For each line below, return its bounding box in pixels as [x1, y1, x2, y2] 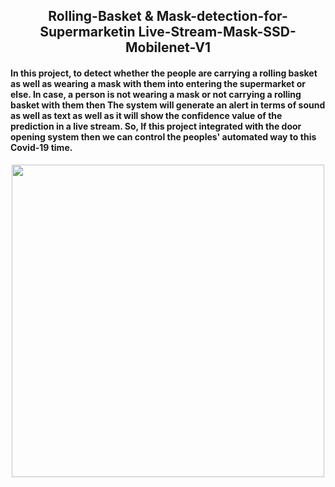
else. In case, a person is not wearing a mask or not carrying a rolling [10, 88, 302, 100]
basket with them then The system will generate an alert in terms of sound [10, 99, 326, 111]
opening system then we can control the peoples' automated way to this [10, 130, 317, 143]
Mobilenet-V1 [124, 39, 212, 56]
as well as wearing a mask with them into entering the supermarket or [10, 77, 307, 89]
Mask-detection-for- [156, 8, 288, 25]
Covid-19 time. [10, 141, 73, 153]
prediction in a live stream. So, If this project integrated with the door [10, 120, 302, 132]
